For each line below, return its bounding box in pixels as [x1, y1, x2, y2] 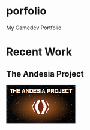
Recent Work [6, 45, 73, 59]
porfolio [6, 4, 47, 18]
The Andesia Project [6, 69, 84, 79]
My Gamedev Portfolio [6, 24, 62, 31]
